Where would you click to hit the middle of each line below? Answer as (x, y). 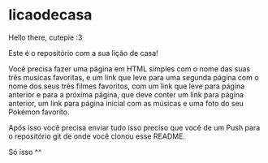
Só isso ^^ (25, 152)
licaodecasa (50, 15)
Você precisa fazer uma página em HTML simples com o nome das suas (129, 69)
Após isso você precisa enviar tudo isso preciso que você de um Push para (134, 127)
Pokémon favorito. (39, 112)
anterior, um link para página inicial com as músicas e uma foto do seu (126, 103)
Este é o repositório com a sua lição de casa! (83, 53)
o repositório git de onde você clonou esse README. (97, 136)
